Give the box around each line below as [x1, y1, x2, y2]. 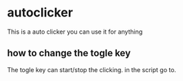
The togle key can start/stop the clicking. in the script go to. [7, 65, 177, 73]
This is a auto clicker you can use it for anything [7, 27, 143, 36]
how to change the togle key [7, 47, 131, 59]
